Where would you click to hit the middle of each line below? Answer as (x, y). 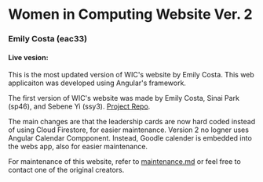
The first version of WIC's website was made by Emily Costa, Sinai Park (124, 98)
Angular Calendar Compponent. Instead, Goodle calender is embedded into (130, 138)
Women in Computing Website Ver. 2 (130, 14)
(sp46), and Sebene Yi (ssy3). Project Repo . (79, 106)
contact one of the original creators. (66, 170)
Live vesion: (28, 57)
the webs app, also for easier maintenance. (78, 147)
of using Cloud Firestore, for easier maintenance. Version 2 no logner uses (129, 130)
